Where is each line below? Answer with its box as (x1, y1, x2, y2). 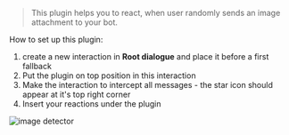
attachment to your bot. (30, 17, 119, 28)
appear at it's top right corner (21, 89, 131, 99)
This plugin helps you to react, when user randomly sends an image (30, 8, 281, 18)
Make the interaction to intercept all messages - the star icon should (21, 80, 274, 90)
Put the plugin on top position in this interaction (21, 70, 196, 81)
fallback (21, 61, 52, 71)
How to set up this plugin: (9, 35, 103, 44)
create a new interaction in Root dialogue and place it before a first (21, 52, 269, 61)
